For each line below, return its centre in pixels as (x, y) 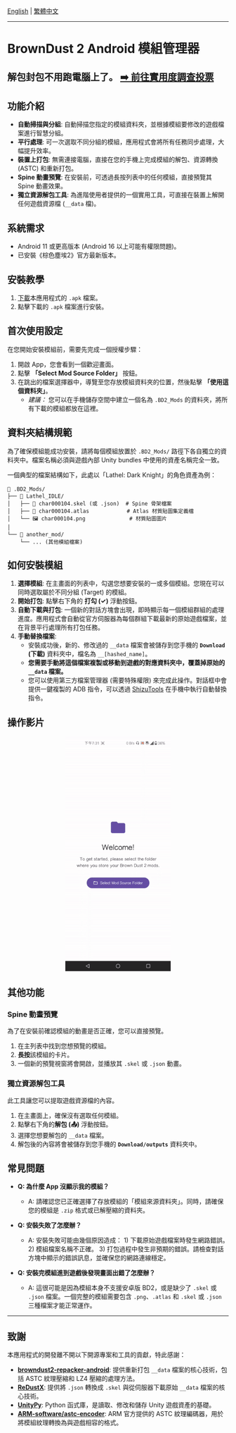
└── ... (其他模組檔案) (51, 542)
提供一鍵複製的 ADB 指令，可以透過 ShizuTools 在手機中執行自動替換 (127, 689)
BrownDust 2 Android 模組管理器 (104, 49)
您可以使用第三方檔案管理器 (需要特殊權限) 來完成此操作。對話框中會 (127, 680)
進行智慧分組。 (45, 133)
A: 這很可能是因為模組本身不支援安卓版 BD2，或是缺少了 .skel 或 (122, 1288)
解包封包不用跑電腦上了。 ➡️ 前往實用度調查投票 (111, 77)
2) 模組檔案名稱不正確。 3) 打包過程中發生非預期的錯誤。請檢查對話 (126, 1249)
